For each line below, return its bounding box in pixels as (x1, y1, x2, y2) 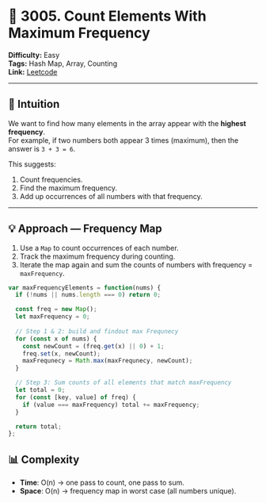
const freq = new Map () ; (15, 305, 97, 313)
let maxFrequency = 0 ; (15, 313, 90, 321)
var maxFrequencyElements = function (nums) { (8, 283, 161, 292)
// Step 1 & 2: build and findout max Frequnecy (15, 327, 179, 336)
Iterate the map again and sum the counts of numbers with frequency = (19, 259, 253, 269)
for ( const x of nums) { (15, 335, 97, 343)
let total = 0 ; (15, 386, 66, 394)
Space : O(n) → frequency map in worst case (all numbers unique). (19, 486, 237, 496)
